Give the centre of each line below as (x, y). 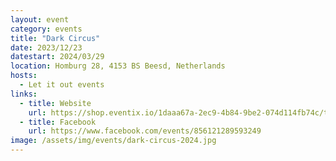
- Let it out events (62, 85)
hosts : (24, 76)
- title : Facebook (58, 122)
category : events (46, 29)
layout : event (40, 19)
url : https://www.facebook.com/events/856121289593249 (145, 131)
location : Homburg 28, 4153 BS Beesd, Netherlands (118, 66)
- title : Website (55, 103)
